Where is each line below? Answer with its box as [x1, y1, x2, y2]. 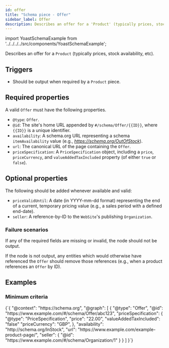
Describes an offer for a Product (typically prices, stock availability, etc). [5, 51, 154, 57]
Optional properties [5, 174, 68, 183]
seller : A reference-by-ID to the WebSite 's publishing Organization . [12, 213, 152, 220]
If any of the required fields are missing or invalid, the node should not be [5, 237, 157, 243]
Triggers [5, 65, 33, 74]
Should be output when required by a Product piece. [12, 79, 121, 85]
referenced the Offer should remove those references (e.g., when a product [5, 258, 162, 264]
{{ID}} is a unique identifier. [12, 127, 71, 133]
